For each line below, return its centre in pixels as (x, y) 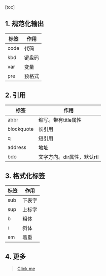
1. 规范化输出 (25, 24)
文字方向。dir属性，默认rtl (69, 157)
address (17, 147)
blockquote (21, 129)
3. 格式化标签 (25, 176)
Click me (26, 269)
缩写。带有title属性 (60, 120)
